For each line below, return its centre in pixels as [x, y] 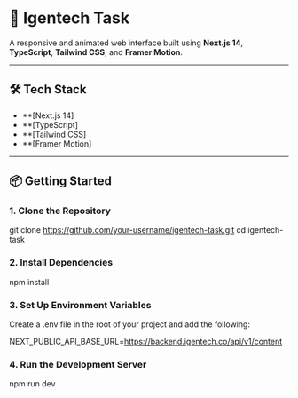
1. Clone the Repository [60, 211]
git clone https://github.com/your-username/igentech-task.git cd [128, 230]
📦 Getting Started [61, 181]
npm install [29, 282]
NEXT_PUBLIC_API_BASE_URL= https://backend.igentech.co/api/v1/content [146, 342]
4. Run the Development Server [78, 364]
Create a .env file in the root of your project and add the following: [130, 324]
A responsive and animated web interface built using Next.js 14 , [126, 43]
